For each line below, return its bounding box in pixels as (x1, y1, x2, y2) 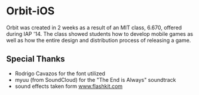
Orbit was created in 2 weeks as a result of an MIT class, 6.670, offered (6, 24, 182, 31)
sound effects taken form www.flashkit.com (14, 82, 123, 90)
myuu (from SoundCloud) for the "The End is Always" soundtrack (14, 76, 176, 83)
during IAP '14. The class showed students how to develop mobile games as (6, 30, 193, 37)
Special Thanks (6, 54, 65, 64)
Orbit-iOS (6, 4, 55, 18)
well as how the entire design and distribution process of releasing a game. (6, 36, 191, 44)
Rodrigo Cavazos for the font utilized (14, 70, 106, 77)
